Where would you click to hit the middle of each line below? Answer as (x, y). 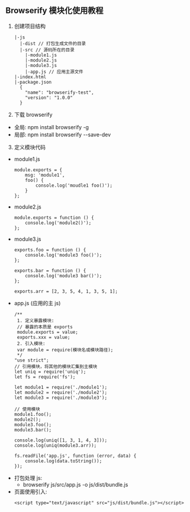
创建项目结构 (30, 26)
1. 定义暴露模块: (36, 321)
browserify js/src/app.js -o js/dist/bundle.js (75, 484)
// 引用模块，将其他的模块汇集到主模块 (56, 366)
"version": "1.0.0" (49, 97)
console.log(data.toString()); (64, 461)
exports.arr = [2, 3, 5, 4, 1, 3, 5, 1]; (66, 291)
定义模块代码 (30, 147)
